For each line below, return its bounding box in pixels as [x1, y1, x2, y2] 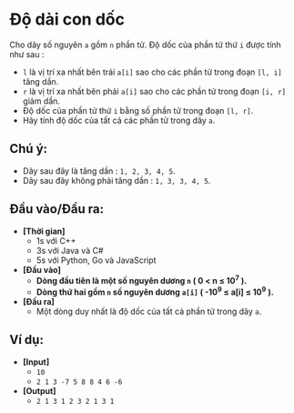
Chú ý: [9, 141, 48, 156]
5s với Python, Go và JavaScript [35, 255, 157, 266]
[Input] [22, 356, 50, 368]
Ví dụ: [9, 332, 44, 348]
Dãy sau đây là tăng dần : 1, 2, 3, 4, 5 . [22, 165, 176, 176]
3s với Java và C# [35, 245, 104, 256]
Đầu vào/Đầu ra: [9, 201, 105, 217]
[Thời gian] [22, 226, 66, 237]
